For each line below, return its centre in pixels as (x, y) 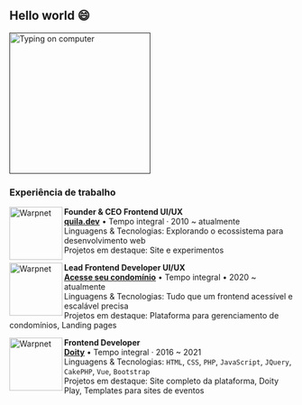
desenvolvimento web (105, 241)
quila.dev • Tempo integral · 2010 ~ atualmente (152, 222)
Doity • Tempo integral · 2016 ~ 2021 (133, 353)
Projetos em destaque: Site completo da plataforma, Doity (172, 381)
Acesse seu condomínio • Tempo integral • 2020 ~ (160, 277)
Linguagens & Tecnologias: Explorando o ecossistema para (174, 231)
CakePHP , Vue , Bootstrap (107, 372)
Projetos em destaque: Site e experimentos (144, 250)
